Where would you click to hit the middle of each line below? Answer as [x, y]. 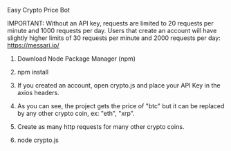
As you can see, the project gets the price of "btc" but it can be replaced [121, 106]
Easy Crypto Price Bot [39, 10]
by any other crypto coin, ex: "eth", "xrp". [76, 113]
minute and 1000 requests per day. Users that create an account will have [112, 31]
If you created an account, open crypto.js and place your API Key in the [119, 85]
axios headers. [38, 93]
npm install [33, 72]
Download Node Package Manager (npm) [76, 59]
